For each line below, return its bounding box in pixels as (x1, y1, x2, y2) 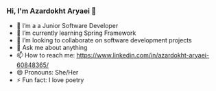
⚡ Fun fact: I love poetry (16, 76, 84, 84)
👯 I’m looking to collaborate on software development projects (16, 36, 193, 44)
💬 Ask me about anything (16, 44, 88, 52)
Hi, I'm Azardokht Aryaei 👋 (6, 6, 97, 16)
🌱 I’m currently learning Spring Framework (16, 29, 136, 37)
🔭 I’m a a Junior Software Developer (16, 22, 119, 30)
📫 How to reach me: (16, 51, 75, 60)
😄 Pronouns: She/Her (16, 68, 79, 77)
